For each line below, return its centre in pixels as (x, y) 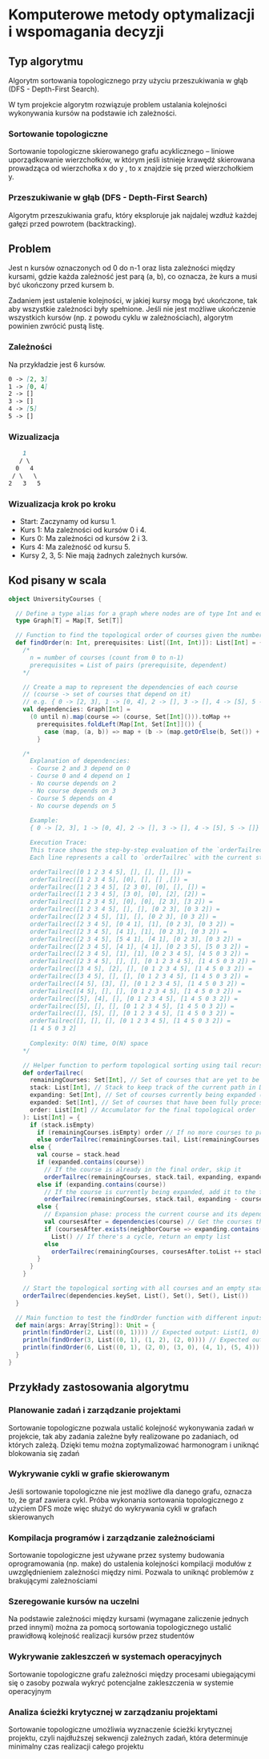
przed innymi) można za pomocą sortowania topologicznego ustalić (120, 1628)
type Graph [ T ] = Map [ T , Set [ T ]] (70, 621)
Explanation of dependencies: (80, 761)
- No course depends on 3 (72, 791)
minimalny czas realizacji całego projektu (76, 1747)
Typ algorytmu (46, 61)
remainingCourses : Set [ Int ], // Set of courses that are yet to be (145, 1080)
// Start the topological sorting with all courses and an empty (134, 1289)
